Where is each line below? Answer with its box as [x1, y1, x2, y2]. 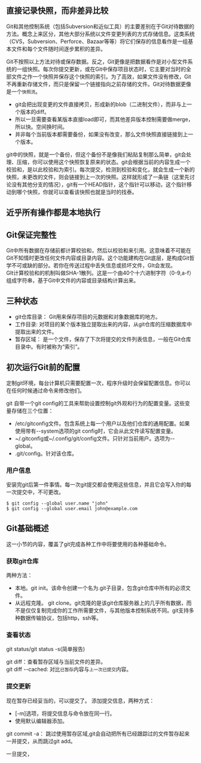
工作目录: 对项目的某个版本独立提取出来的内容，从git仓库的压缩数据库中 [14, 320, 193, 328]
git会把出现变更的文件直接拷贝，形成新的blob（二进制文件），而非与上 [14, 101, 187, 108]
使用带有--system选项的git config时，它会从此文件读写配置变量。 [14, 427, 176, 435]
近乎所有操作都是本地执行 [6, 207, 100, 218]
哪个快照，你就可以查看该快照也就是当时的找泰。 [16, 188, 138, 195]
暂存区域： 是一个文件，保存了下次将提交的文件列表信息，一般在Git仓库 [14, 335, 191, 343]
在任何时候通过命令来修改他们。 [6, 387, 85, 394]
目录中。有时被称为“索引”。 [14, 343, 83, 350]
